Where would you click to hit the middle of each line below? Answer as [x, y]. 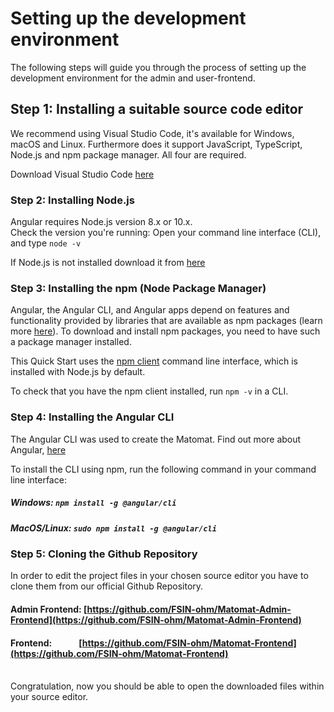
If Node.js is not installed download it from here [108, 263]
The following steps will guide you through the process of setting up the [158, 67]
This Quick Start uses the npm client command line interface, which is [154, 361]
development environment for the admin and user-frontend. [133, 78]
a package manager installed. [71, 342]
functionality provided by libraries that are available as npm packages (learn [166, 321]
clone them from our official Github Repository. [107, 586]
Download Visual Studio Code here [82, 174]
